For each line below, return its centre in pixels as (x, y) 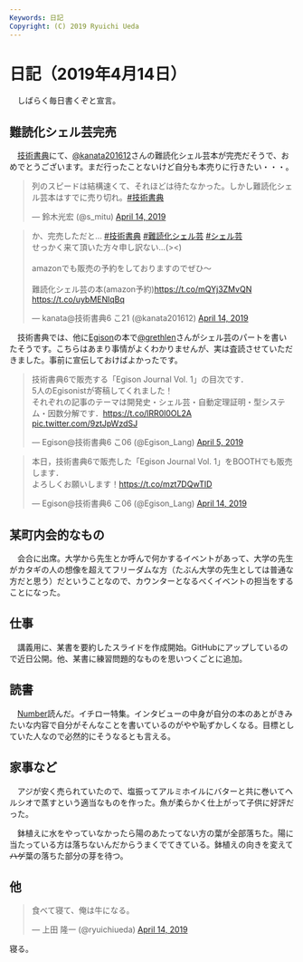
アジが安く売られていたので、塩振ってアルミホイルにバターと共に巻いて (151, 791)
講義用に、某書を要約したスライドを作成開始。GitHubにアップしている (148, 647)
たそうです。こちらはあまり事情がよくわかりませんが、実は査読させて (139, 349)
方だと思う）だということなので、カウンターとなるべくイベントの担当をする (151, 581)
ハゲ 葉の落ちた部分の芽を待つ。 (69, 855)
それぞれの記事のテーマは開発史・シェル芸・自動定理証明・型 (147, 402)
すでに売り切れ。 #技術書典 (114, 198)
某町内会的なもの (57, 534)
